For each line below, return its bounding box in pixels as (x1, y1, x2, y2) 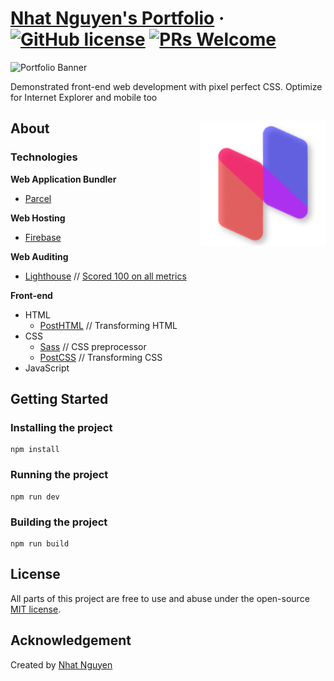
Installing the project (10, 420, 113, 434)
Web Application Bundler (10, 173, 117, 185)
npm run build (10, 538, 70, 549)
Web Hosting (10, 212, 66, 224)
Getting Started (10, 391, 109, 408)
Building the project (10, 515, 108, 529)
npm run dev (10, 492, 60, 502)
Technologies (10, 150, 78, 164)
